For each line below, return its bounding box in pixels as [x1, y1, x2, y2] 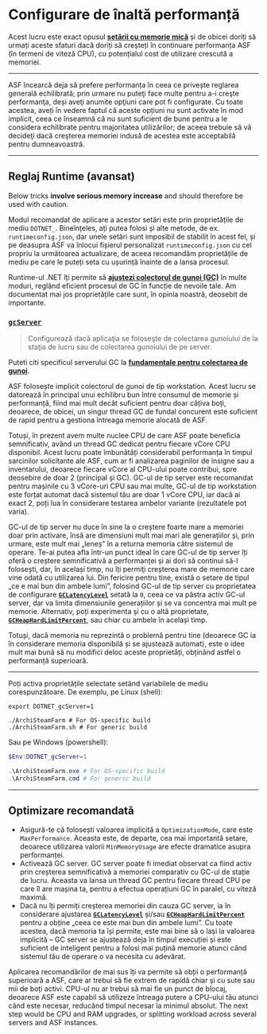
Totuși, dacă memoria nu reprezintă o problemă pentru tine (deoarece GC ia [8, 631, 257, 640]
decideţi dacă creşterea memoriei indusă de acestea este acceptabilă [8, 130, 236, 140]
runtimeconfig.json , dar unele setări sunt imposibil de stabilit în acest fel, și [8, 231, 256, 241]
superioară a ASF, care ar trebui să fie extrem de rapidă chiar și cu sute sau [8, 976, 256, 985]
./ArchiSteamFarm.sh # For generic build [8, 724, 148, 732]
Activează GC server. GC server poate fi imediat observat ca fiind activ [19, 859, 252, 869]
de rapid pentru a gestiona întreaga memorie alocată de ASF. [8, 415, 208, 425]
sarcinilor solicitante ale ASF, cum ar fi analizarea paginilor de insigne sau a [8, 456, 255, 466]
